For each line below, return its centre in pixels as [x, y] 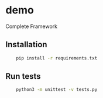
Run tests [23, 76]
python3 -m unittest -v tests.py [57, 90]
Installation [26, 45]
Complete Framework [32, 26]
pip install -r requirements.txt [57, 58]
